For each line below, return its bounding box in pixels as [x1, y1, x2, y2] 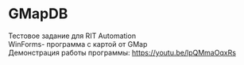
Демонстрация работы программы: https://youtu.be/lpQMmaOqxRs [8, 48, 237, 57]
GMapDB [8, 5, 68, 23]
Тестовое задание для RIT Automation [8, 31, 137, 40]
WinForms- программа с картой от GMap [8, 39, 148, 48]
